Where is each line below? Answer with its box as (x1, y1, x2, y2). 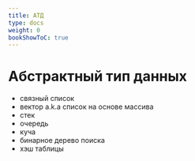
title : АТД (8, 11, 44, 20)
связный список (19, 94, 75, 103)
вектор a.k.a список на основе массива (19, 102, 154, 111)
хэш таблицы (19, 144, 65, 154)
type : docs (8, 19, 44, 27)
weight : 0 (8, 26, 41, 34)
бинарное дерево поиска (19, 136, 105, 145)
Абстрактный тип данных (8, 68, 188, 85)
